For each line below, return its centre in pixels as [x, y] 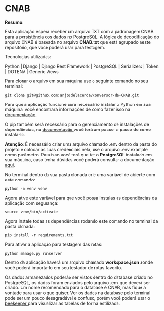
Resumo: [14, 22]
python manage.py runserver [34, 253]
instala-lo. [15, 134]
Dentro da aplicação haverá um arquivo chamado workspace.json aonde [79, 262]
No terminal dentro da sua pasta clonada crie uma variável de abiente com [80, 174]
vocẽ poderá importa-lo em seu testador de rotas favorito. [64, 267]
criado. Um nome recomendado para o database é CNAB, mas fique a [76, 287]
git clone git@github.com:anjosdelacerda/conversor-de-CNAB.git [72, 95]
